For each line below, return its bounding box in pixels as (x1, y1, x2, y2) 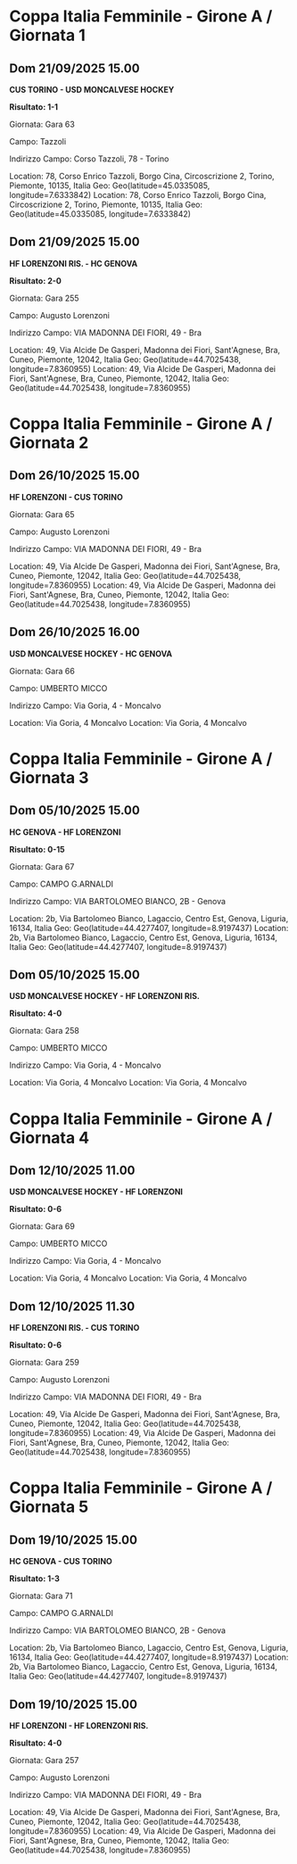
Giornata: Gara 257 (9, 1755, 79, 1766)
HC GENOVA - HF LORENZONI (9, 827, 121, 837)
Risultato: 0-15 (9, 844, 65, 854)
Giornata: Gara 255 (9, 293, 79, 303)
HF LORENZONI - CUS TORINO (9, 491, 123, 502)
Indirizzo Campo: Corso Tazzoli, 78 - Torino (9, 153, 169, 164)
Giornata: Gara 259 (9, 1357, 80, 1368)
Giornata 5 (9, 1497, 89, 1517)
